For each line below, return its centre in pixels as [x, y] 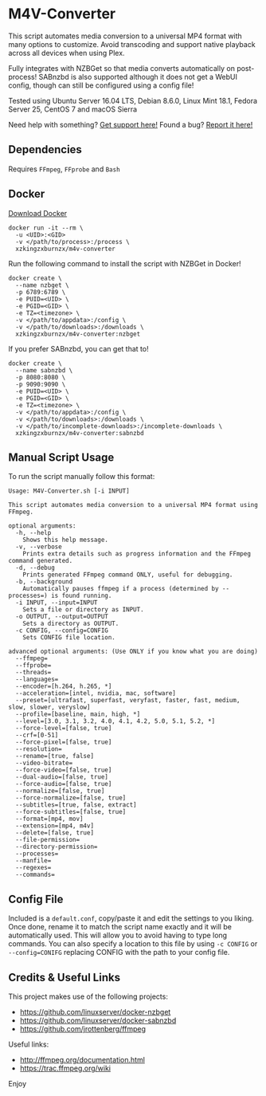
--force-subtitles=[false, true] [71, 812]
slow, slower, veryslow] [49, 707]
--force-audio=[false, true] [64, 784]
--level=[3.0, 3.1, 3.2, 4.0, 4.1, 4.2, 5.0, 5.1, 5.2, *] [115, 721]
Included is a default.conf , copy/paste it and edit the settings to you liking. [131, 918]
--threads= [33, 673]
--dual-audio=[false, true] [62, 777]
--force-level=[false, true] [64, 729]
